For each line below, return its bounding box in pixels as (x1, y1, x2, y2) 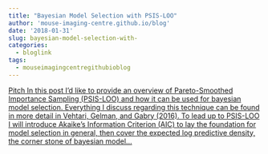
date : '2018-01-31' (8, 26, 74, 34)
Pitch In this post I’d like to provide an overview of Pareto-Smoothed (8, 85, 233, 95)
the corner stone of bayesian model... (8, 136, 132, 146)
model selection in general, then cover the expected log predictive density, (8, 128, 255, 137)
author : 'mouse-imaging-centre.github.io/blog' (8, 19, 171, 27)
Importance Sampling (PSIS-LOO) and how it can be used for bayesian (8, 93, 242, 104)
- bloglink (15, 49, 52, 57)
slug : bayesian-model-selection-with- (8, 34, 138, 42)
